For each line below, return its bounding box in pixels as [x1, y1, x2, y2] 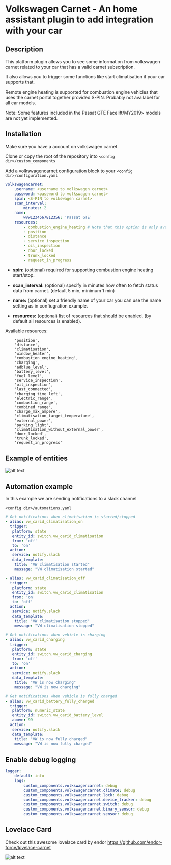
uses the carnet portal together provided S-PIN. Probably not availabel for [5, 95, 160, 100]
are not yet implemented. [5, 115, 58, 121]
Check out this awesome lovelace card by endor [5, 839, 107, 845]
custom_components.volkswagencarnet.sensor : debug [23, 812, 133, 817]
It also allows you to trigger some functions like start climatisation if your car [5, 74, 165, 79]
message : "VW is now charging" [14, 684, 81, 690]
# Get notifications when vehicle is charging [5, 632, 106, 638]
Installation [5, 130, 42, 138]
